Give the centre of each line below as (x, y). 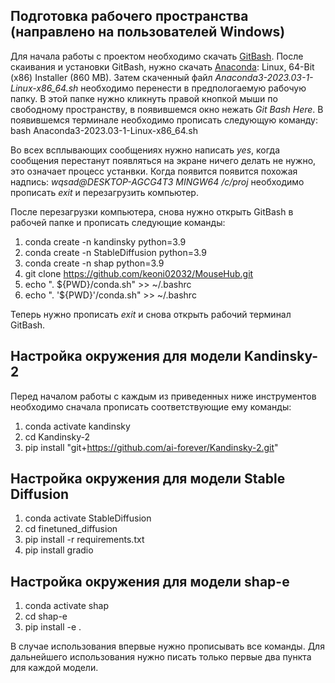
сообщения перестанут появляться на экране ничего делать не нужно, (163, 160)
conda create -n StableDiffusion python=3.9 (115, 252)
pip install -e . (53, 627)
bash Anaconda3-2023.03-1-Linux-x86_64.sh (104, 130)
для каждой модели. (54, 668)
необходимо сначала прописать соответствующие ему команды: (151, 406)
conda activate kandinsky (77, 426)
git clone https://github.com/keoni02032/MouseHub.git (139, 273)
